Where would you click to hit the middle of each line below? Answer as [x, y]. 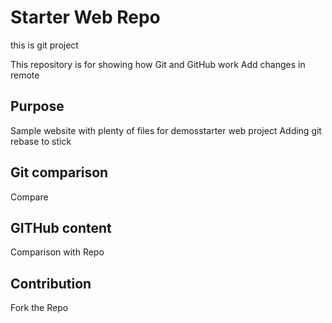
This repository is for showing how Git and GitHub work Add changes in [158, 64]
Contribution [51, 283]
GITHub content [61, 227]
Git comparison [59, 172]
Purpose [37, 106]
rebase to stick [41, 141]
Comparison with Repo [57, 252]
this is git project [44, 45]
